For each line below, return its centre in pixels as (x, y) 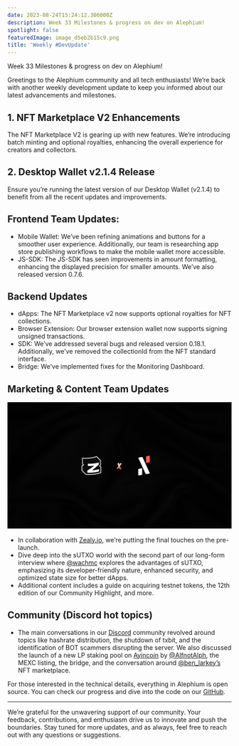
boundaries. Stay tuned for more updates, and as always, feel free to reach (117, 727)
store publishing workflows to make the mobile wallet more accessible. (121, 251)
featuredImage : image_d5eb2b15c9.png (63, 38)
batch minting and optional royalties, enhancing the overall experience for (115, 142)
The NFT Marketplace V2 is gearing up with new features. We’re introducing (119, 135)
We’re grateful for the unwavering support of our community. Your (104, 712)
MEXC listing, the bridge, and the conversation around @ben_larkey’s (119, 663)
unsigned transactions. (51, 336)
